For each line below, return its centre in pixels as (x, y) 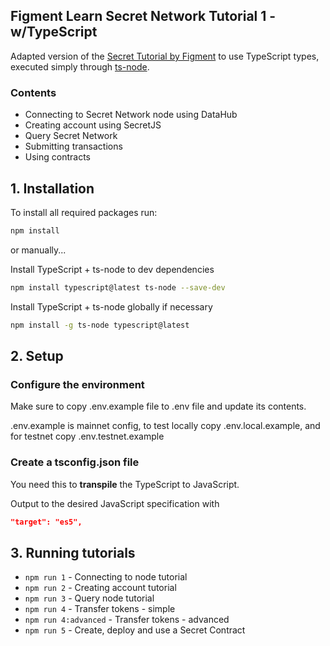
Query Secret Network (71, 136)
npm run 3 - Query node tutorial (89, 598)
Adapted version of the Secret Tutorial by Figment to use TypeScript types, (165, 56)
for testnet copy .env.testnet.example (87, 436)
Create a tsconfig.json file (75, 462)
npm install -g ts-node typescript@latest (100, 325)
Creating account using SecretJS (93, 125)
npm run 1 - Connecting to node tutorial (106, 577)
